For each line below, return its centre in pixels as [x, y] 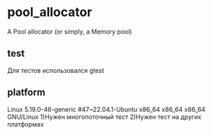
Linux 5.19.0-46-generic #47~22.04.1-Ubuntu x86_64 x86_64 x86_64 [106, 109]
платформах [26, 124]
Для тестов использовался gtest [56, 70]
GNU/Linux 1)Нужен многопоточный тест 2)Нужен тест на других [104, 117]
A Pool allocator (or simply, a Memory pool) [70, 31]
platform [26, 93]
